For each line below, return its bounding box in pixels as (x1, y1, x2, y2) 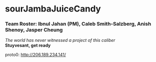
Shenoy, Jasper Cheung (5, 26, 63, 33)
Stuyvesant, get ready (5, 42, 51, 49)
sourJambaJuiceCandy (5, 3, 101, 14)
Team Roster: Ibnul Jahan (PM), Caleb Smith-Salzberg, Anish (5, 21, 152, 27)
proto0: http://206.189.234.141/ (5, 52, 66, 58)
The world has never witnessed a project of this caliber (5, 37, 115, 43)
